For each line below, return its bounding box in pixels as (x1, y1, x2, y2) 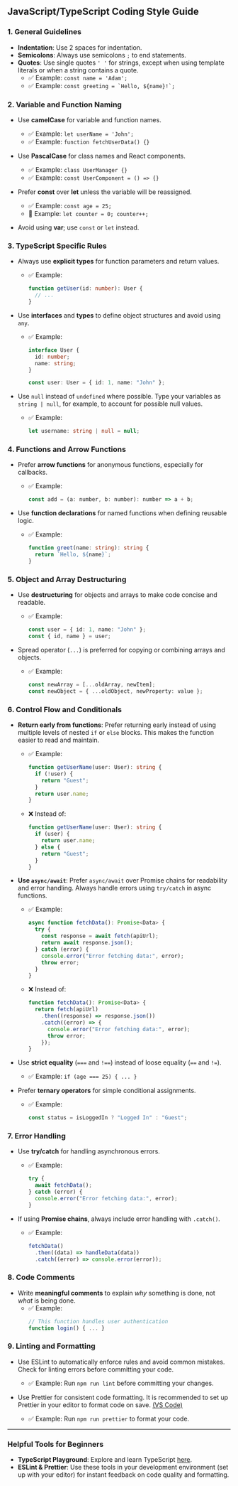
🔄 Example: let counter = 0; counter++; (28, 209, 149, 217)
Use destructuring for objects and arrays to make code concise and (17, 591, 217, 599)
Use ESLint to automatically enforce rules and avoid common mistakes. (17, 1357, 225, 1366)
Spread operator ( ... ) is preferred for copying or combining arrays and (17, 646, 225, 654)
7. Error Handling (7, 1131, 66, 1141)
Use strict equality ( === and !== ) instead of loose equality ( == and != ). (17, 1058, 222, 1067)
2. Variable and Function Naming (7, 99, 123, 109)
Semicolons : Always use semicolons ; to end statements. (17, 50, 186, 59)
